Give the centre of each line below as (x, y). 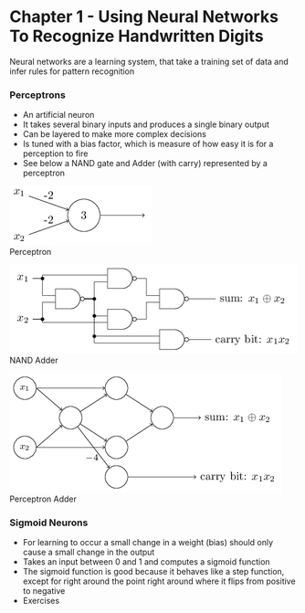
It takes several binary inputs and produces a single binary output (146, 124)
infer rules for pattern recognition (72, 71)
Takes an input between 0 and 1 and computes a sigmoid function (147, 562)
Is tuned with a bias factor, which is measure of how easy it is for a (148, 144)
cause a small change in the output (89, 552)
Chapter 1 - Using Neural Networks (144, 17)
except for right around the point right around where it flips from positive (159, 581)
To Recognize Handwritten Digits (137, 36)
